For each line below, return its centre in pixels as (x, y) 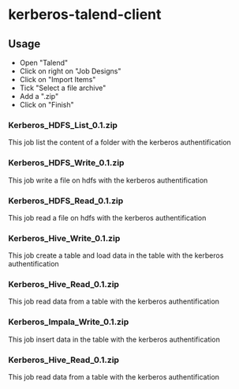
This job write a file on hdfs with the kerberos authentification (108, 180)
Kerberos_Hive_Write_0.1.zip (64, 238)
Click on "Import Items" (58, 79)
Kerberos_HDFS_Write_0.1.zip (66, 163)
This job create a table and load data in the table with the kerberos (116, 255)
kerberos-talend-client (85, 15)
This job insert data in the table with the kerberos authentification (114, 339)
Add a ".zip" (39, 96)
